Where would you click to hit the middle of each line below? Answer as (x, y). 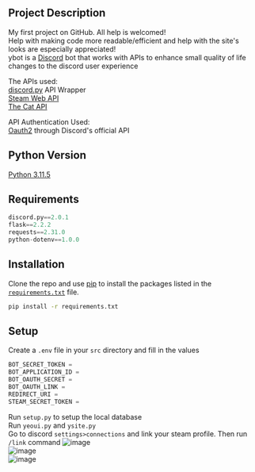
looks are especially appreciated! (62, 49)
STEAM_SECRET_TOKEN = (44, 401)
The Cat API (28, 106)
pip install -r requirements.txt (63, 306)
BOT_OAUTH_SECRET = (40, 380)
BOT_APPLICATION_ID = (44, 372)
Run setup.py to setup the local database (75, 416)
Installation (36, 265)
